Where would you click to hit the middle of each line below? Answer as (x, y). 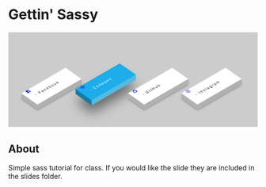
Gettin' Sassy (53, 15)
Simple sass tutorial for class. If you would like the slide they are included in (131, 168)
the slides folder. (35, 177)
